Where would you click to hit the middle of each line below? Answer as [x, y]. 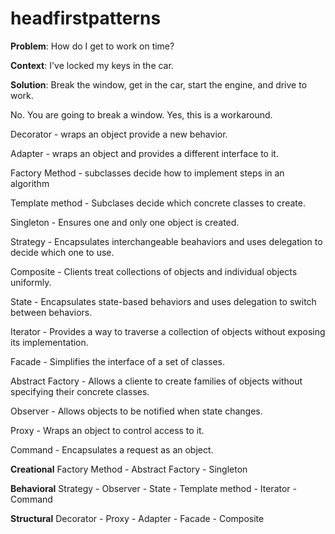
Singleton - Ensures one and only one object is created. [125, 222]
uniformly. [31, 282]
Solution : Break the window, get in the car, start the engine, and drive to [159, 84]
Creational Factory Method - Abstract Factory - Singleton [129, 469]
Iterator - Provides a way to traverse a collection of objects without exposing [168, 331]
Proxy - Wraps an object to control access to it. [107, 430]
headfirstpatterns [86, 18]
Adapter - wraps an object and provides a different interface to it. [144, 153]
